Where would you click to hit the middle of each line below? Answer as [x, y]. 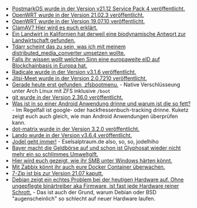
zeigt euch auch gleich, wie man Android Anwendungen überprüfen [95, 116]
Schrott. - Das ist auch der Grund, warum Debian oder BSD [84, 192]
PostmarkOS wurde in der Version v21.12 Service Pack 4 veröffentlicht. [98, 9]
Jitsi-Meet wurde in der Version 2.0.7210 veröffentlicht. [79, 78]
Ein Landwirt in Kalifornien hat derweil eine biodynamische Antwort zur [99, 34]
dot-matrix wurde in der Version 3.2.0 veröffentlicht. [76, 129]
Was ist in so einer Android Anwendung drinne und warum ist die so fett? [101, 103]
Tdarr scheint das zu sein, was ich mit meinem [69, 46]
